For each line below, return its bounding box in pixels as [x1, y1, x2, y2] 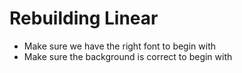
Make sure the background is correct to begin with [23, 50, 233, 62]
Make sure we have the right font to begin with [23, 40, 217, 52]
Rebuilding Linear [9, 7, 159, 30]
